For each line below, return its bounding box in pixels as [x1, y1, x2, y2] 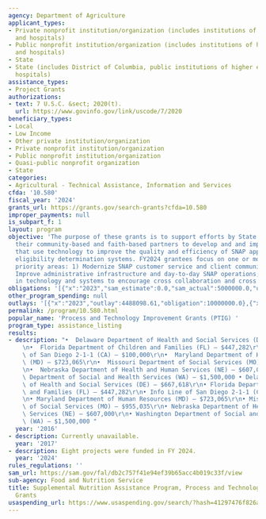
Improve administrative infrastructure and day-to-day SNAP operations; [15, 270, 260, 278]
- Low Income [8, 129, 51, 137]
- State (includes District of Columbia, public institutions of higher [8, 63, 253, 71]
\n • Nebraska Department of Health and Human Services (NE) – [22, 366, 236, 374]
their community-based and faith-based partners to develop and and [15, 240, 246, 248]
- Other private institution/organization [8, 136, 150, 145]
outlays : [8, 299, 37, 307]
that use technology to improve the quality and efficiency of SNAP [15, 248, 246, 256]
